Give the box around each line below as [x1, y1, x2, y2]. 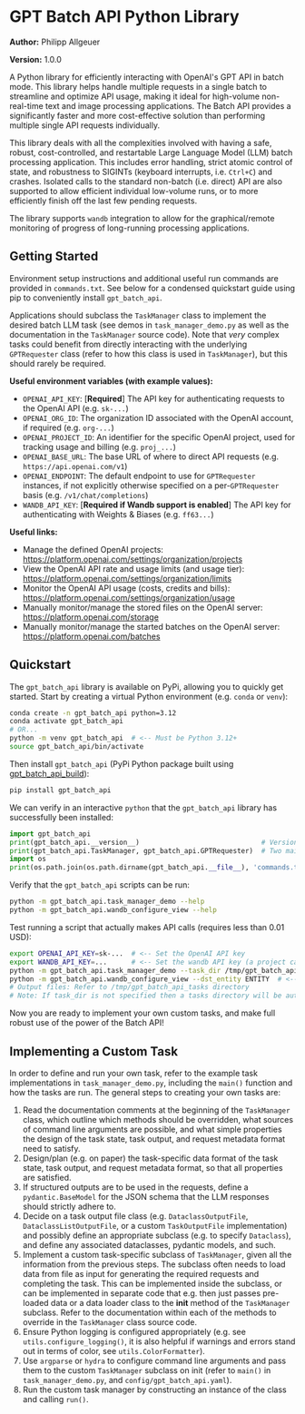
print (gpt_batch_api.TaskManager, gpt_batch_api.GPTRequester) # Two [9, 846, 282, 855]
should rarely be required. [9, 358, 106, 368]
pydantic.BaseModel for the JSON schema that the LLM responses [22, 1192, 270, 1202]
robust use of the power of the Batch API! [9, 1017, 165, 1028]
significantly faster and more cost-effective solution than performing [9, 110, 266, 121]
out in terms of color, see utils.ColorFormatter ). [22, 1346, 206, 1356]
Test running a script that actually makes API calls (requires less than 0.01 [9, 921, 285, 932]
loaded [22, 1298, 49, 1308]
